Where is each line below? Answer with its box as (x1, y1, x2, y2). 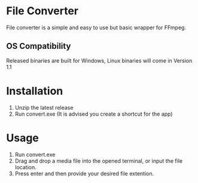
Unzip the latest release (14, 104, 74, 111)
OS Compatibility (6, 41, 71, 51)
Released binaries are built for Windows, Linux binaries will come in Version (6, 57, 193, 64)
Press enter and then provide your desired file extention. (14, 170, 154, 177)
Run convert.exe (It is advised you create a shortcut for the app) (14, 110, 173, 117)
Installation (6, 84, 63, 98)
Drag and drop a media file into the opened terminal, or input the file (14, 157, 183, 165)
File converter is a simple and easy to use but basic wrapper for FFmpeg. (6, 24, 187, 31)
